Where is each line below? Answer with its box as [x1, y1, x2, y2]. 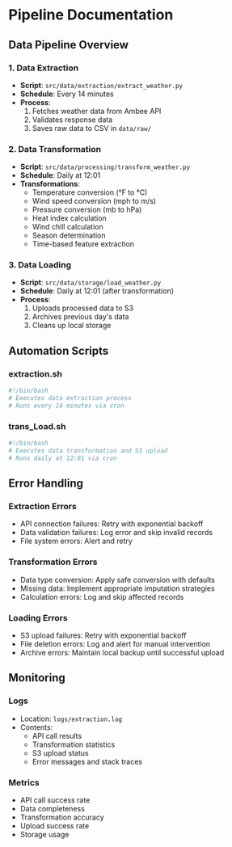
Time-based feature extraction [32, 239, 135, 249]
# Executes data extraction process [8, 394, 132, 402]
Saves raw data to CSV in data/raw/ [32, 123, 152, 133]
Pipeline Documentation [8, 6, 174, 24]
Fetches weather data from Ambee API [32, 106, 162, 116]
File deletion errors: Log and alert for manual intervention [19, 638, 211, 648]
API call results [32, 731, 82, 740]
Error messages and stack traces [32, 756, 143, 766]
